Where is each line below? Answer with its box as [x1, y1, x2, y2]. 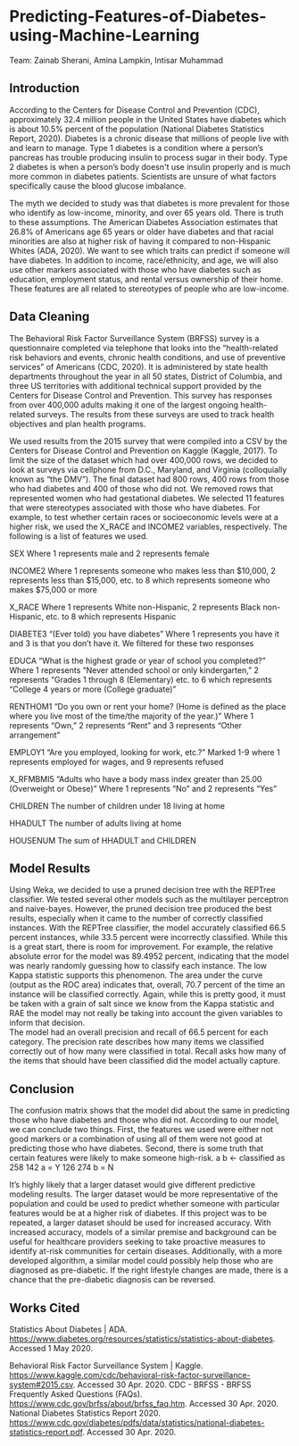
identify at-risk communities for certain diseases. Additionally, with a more [9, 1246, 283, 1257]
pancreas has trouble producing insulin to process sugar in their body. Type [9, 152, 288, 163]
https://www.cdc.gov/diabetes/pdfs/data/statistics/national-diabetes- [9, 1417, 265, 1427]
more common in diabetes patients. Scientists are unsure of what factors [9, 171, 277, 181]
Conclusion [9, 1081, 75, 1097]
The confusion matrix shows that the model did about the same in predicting [9, 1106, 290, 1116]
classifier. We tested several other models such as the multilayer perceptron [9, 894, 288, 904]
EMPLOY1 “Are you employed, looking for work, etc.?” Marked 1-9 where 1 [9, 746, 280, 757]
